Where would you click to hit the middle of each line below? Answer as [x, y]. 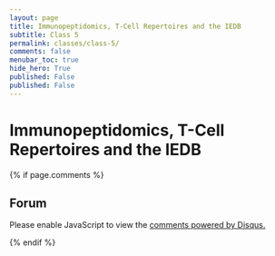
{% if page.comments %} [57, 174]
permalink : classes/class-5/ [64, 43]
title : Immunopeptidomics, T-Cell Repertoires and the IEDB [126, 26]
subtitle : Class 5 [44, 34]
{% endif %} [33, 242]
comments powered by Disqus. [207, 225]
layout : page [34, 18]
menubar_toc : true [44, 60]
